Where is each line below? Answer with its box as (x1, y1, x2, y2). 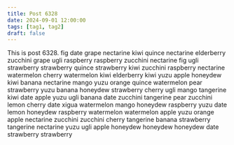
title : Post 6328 (7, 10, 58, 17)
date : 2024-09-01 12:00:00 (7, 17, 86, 24)
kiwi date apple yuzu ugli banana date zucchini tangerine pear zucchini (7, 93, 213, 102)
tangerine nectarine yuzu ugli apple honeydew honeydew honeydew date (7, 123, 219, 131)
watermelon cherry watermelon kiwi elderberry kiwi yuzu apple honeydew (7, 71, 222, 79)
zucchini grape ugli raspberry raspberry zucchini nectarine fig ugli (7, 56, 199, 65)
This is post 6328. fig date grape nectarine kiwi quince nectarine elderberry (7, 49, 226, 57)
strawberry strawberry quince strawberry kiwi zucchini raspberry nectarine (7, 63, 226, 72)
